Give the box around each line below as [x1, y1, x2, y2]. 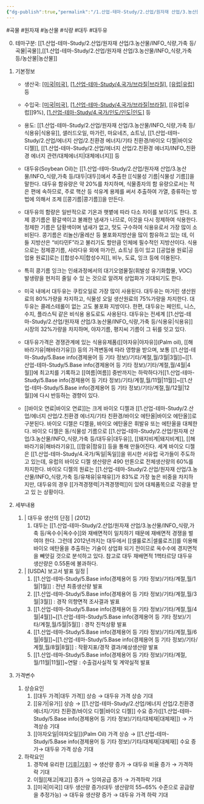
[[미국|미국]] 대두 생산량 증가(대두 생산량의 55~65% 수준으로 [33, 783, 178, 791]
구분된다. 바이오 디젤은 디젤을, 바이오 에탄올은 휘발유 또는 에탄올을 [24, 419, 182, 427]
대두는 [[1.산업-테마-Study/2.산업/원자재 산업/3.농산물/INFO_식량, [33, 522, 190, 529]
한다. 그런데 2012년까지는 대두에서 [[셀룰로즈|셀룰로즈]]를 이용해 [44, 537, 198, 544]
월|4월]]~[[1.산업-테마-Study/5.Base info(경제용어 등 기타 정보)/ [33, 613, 186, 620]
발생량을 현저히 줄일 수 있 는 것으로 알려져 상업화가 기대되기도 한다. [24, 274, 183, 282]
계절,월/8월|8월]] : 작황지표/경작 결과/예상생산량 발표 [33, 643, 159, 651]
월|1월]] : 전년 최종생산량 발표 [33, 582, 103, 590]
